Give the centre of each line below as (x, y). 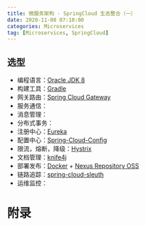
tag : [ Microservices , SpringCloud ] (58, 33)
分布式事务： (35, 123)
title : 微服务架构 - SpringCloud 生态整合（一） (72, 13)
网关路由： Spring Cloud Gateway (64, 98)
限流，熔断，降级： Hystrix (54, 149)
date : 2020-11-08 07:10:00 (46, 20)
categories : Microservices (46, 26)
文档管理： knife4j (42, 157)
